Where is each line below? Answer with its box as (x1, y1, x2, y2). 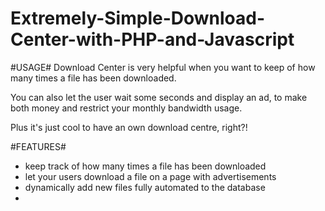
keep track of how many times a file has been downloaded (24, 160, 267, 172)
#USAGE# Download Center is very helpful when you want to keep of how (10, 61, 316, 73)
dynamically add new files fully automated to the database (24, 181, 266, 193)
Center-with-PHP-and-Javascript (10, 28, 295, 51)
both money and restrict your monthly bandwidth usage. (10, 102, 243, 114)
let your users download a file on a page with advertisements (24, 170, 277, 182)
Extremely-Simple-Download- (10, 7, 266, 30)
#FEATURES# (10, 140, 67, 152)
